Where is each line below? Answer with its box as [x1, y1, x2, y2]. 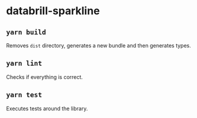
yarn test [6, 91, 43, 99]
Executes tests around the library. [6, 105, 88, 112]
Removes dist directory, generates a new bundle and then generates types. [6, 42, 191, 49]
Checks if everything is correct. [6, 73, 83, 81]
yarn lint [6, 59, 43, 68]
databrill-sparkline [6, 4, 100, 18]
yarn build [6, 28, 46, 36]
